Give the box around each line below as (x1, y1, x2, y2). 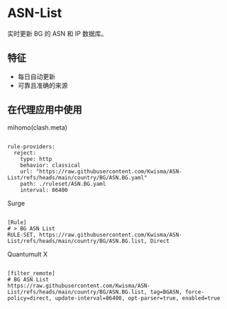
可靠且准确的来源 (17, 81, 68, 89)
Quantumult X (7, 249, 48, 258)
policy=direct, (7, 294, 52, 302)
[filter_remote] (7, 269, 55, 277)
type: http (20, 155, 52, 162)
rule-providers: (7, 143, 55, 150)
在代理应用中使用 (7, 104, 82, 116)
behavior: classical (20, 162, 81, 169)
